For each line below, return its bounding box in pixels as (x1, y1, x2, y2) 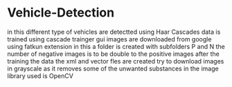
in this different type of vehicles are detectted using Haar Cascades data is (7, 28, 221, 36)
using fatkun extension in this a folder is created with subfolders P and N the (7, 42, 225, 50)
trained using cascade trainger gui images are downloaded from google (7, 35, 212, 43)
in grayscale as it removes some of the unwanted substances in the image (7, 64, 220, 72)
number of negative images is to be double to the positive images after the (7, 50, 220, 58)
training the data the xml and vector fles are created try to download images (7, 57, 224, 65)
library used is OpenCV (7, 71, 74, 80)
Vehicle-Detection (7, 5, 115, 21)
